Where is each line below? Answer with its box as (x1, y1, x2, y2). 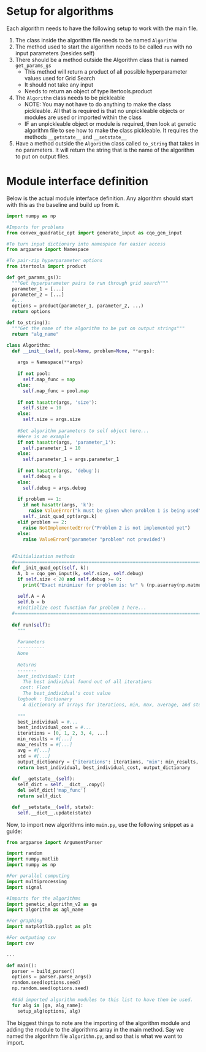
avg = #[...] (17, 747, 51, 753)
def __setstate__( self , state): (12, 804, 95, 810)
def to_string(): (6, 320, 51, 326)
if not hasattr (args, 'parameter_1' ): (17, 439, 116, 446)
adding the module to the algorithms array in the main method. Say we (6, 1026, 184, 1033)
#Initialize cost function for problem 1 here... (17, 605, 147, 611)
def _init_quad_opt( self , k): (12, 565, 89, 571)
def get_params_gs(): (6, 274, 62, 280)
